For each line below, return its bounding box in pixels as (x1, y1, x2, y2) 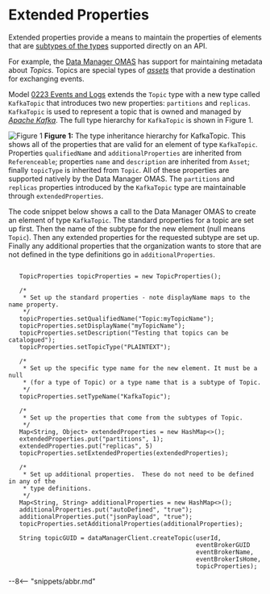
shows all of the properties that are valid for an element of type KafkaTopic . (8, 139, 258, 149)
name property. (8, 301, 60, 309)
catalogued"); (8, 335, 56, 344)
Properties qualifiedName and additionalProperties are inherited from (8, 148, 242, 158)
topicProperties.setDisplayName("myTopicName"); (19, 322, 185, 330)
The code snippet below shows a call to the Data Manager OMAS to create (8, 206, 256, 216)
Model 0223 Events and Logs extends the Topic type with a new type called (8, 89, 260, 99)
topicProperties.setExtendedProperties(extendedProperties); (19, 449, 229, 457)
